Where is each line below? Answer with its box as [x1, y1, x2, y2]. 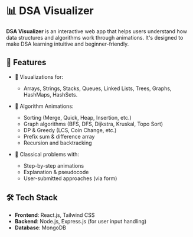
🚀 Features [6, 57, 47, 68]
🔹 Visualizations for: [14, 73, 64, 80]
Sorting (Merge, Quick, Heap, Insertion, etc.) [23, 114, 132, 121]
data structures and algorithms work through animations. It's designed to [6, 34, 184, 41]
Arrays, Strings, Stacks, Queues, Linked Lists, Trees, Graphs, [23, 85, 172, 92]
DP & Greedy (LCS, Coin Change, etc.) [23, 126, 117, 133]
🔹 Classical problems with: [14, 150, 80, 158]
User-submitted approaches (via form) [23, 175, 117, 182]
